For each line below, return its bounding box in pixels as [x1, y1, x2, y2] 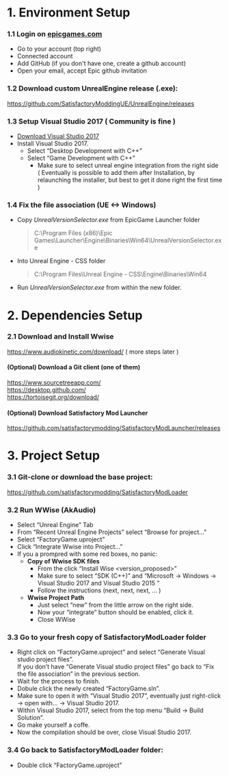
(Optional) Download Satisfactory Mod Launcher [7, 409, 148, 417]
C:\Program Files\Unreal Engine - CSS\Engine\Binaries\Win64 [33, 270, 207, 278]
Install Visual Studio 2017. [16, 139, 89, 148]
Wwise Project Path [27, 594, 85, 602]
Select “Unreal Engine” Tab [16, 521, 94, 529]
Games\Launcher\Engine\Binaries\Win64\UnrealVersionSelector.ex [33, 237, 222, 245]
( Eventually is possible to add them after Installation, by [37, 169, 195, 177]
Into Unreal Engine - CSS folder [16, 257, 106, 265]
